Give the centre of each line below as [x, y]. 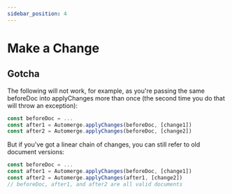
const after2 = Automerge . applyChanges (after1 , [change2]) [95, 178]
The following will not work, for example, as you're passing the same [106, 91]
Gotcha [23, 74]
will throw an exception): [43, 105]
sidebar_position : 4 [37, 14]
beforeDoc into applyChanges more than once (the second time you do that [116, 98]
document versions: [36, 152]
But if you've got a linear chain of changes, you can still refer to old [104, 144]
